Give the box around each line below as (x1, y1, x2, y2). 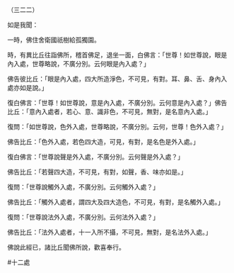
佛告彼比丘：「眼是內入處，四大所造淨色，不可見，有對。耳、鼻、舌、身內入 (7, 74, 228, 83)
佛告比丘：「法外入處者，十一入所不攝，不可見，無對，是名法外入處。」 (7, 228, 212, 236)
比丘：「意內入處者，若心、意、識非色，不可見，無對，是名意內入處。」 (7, 108, 212, 116)
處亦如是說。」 (7, 84, 48, 91)
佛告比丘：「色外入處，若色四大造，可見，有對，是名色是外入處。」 (7, 138, 199, 146)
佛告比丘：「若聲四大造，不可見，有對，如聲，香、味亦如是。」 (7, 168, 187, 176)
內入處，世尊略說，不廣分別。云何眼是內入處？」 (7, 60, 150, 68)
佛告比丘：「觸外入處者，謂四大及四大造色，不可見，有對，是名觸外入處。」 (7, 198, 224, 206)
